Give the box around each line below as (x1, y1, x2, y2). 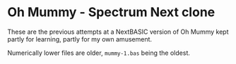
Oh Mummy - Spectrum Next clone (7, 4, 216, 20)
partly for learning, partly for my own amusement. (7, 34, 153, 43)
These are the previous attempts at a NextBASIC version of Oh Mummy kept (7, 27, 229, 36)
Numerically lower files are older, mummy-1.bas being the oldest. (7, 49, 191, 57)
